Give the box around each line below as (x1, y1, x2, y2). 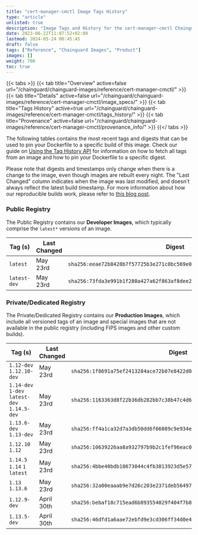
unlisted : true (6, 19, 44, 25)
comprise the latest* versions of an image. (6, 225, 112, 232)
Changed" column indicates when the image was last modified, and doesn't (6, 178, 190, 185)
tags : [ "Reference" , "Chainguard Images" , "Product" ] (6, 47, 141, 53)
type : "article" (6, 14, 46, 20)
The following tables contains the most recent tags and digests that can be (6, 135, 188, 142)
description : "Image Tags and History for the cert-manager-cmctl (6, 25, 173, 31)
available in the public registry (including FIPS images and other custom (6, 324, 180, 331)
